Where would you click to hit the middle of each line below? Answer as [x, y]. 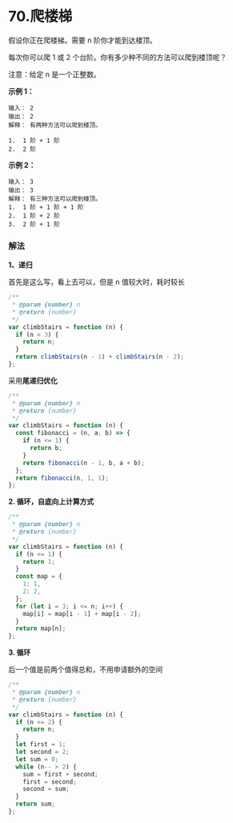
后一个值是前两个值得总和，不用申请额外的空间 [85, 670]
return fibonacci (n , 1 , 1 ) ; [62, 478]
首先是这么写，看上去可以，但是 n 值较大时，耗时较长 [97, 282]
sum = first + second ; [60, 774]
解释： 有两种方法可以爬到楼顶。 [55, 125]
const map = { [39, 577]
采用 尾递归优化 [33, 380]
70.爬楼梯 [40, 16]
